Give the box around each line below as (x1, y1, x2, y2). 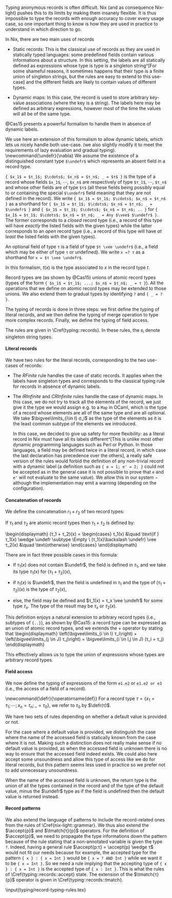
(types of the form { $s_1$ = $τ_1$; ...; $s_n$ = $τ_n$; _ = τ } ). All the (5, 280, 164, 286)
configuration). (12, 486, 45, 491)
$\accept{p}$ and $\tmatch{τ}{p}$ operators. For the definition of (5, 828, 145, 834)
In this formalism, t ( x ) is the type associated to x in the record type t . (5, 264, 150, 271)
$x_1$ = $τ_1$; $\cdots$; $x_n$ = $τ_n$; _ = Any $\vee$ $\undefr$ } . (5, 212, 159, 218)
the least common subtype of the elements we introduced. (12, 421, 137, 426)
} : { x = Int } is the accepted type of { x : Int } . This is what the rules (5, 866, 164, 872)
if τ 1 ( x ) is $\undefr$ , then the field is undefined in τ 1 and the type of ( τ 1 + (12, 580, 166, 587)
